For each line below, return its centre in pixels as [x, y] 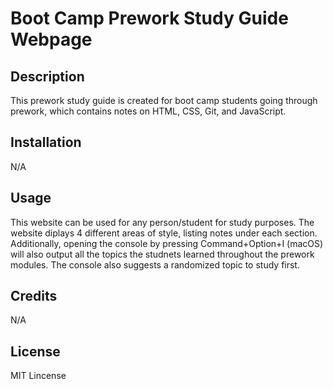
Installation [46, 142]
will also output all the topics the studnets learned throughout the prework [162, 254]
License [35, 351]
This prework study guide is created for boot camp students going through [164, 100]
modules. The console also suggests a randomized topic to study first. [155, 264]
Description [47, 76]
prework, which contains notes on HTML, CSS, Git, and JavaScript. [148, 111]
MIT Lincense [38, 376]
